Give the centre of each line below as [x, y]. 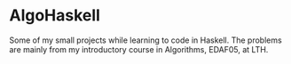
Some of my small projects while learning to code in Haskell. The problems [145, 40]
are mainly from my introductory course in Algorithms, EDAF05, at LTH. [139, 49]
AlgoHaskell [55, 16]
